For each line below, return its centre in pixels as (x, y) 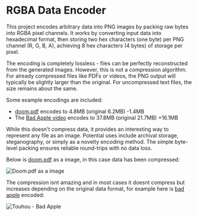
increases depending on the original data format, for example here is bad (95, 188)
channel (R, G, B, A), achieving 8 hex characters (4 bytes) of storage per (94, 46)
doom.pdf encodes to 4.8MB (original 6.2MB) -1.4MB (79, 111)
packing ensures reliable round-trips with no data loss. (85, 148)
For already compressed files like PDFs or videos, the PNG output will (91, 76)
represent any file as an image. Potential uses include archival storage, (92, 135)
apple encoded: (25, 195)
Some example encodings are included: (55, 100)
